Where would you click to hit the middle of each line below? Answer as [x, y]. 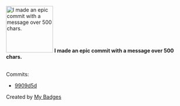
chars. [14, 57]
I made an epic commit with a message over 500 [114, 51]
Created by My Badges [34, 97]
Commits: [18, 74]
